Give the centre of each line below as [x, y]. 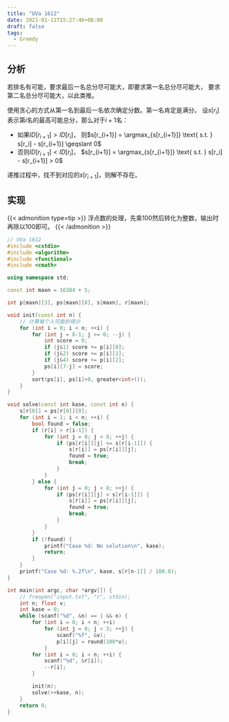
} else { [44, 481]
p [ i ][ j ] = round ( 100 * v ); [92, 642]
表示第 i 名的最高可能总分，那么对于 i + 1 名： [68, 120]
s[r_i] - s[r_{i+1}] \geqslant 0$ [59, 144]
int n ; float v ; [43, 603]
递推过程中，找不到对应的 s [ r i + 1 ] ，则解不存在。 [74, 176]
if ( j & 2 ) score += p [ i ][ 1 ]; [84, 354]
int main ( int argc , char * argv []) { [60, 590]
